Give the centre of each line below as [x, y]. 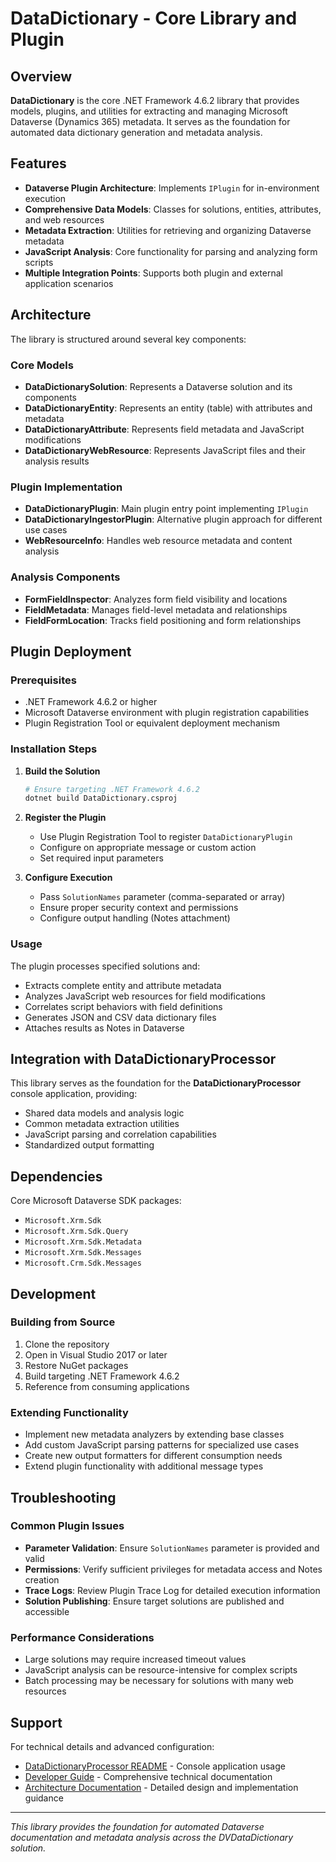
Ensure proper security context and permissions [139, 908]
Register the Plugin [65, 818]
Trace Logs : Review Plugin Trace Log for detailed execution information [172, 1590]
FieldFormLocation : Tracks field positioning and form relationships [163, 620]
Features [38, 163]
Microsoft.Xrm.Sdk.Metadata [83, 1242]
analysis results [57, 461]
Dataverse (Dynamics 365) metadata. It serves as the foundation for [150, 121]
